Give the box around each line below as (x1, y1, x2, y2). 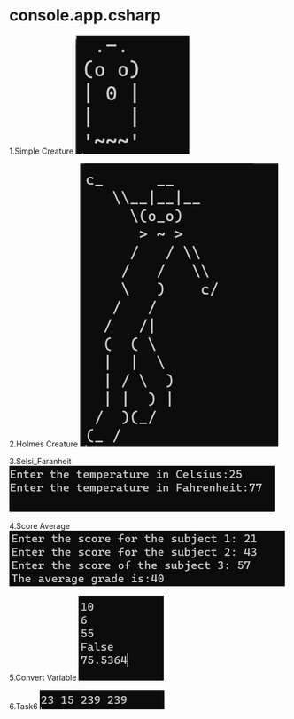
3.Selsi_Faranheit (9, 455, 73, 466)
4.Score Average (9, 520, 71, 531)
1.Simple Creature (9, 146, 73, 156)
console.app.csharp (9, 5, 161, 26)
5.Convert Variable (9, 672, 77, 683)
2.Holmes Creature (9, 439, 78, 449)
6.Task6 (9, 700, 38, 711)
